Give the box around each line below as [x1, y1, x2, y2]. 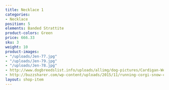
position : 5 [5, 21, 30, 26]
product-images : [5, 49, 39, 54]
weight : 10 [5, 44, 28, 49]
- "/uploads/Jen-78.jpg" [5, 63, 57, 68]
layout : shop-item [5, 77, 44, 82]
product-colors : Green [5, 30, 53, 35]
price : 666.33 [5, 35, 35, 40]
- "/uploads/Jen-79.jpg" [5, 58, 57, 63]
